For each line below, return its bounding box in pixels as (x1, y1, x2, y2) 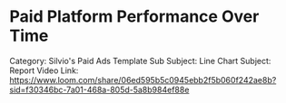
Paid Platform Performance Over (9, 6, 260, 27)
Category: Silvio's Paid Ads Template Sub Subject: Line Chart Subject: (9, 55, 271, 66)
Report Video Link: (9, 65, 79, 76)
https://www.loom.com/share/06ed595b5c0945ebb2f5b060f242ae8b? (9, 74, 277, 85)
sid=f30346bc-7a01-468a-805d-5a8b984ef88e (9, 84, 190, 95)
